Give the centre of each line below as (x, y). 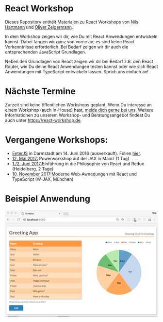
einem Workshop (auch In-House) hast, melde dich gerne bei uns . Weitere (79, 110)
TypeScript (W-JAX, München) (43, 179)
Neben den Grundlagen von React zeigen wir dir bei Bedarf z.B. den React (79, 61)
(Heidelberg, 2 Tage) (33, 169)
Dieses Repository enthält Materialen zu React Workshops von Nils (72, 22)
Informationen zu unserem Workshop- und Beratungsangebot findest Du (78, 115)
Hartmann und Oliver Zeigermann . (39, 27)
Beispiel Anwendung (48, 199)
